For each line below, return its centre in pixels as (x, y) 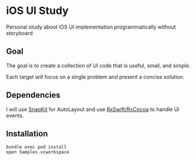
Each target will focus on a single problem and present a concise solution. (95, 76)
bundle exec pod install (36, 147)
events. (15, 116)
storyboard (20, 33)
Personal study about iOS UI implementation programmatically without (91, 27)
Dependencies (33, 95)
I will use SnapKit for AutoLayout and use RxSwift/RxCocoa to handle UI (93, 109)
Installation (27, 133)
